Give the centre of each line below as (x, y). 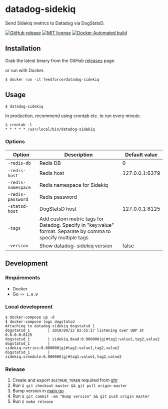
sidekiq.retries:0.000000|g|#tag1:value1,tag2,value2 (62, 348)
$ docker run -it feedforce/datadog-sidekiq (52, 79)
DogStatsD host (58, 209)
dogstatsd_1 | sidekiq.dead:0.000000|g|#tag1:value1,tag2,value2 (82, 339)
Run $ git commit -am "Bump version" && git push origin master (81, 396)
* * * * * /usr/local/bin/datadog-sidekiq (50, 129)
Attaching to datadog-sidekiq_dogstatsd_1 (50, 326)
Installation (23, 49)
